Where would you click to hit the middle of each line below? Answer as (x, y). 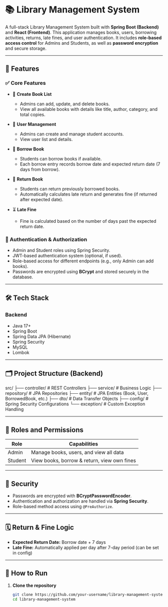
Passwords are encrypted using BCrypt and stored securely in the (80, 271)
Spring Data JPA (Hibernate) (41, 336)
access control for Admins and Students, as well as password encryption (82, 43)
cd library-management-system (44, 599)
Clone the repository (34, 585)
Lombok (21, 352)
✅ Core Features (25, 83)
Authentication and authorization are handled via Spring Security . (80, 501)
